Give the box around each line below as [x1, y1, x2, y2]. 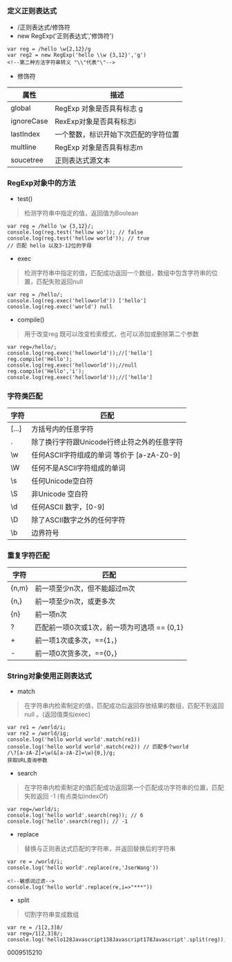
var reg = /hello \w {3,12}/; [7, 222, 95, 229]
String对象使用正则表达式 [7, 671, 92, 681]
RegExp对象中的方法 [7, 178, 76, 188]
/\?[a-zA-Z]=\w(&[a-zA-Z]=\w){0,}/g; [7, 750, 116, 757]
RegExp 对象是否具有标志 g [55, 104, 144, 114]
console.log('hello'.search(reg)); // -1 [7, 818, 128, 825]
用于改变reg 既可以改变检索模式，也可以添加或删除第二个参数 [23, 329, 199, 338]
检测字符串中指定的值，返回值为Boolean [23, 209, 139, 217]
